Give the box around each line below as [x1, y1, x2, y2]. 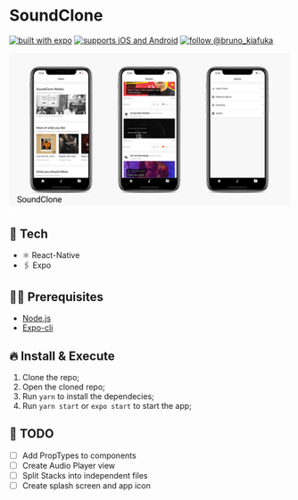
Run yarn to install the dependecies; [21, 390, 154, 402]
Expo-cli [21, 322, 54, 333]
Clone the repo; [21, 371, 80, 382]
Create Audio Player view [21, 460, 116, 471]
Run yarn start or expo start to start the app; [21, 400, 192, 411]
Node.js [21, 313, 52, 324]
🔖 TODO [9, 426, 54, 442]
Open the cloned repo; [21, 381, 105, 392]
